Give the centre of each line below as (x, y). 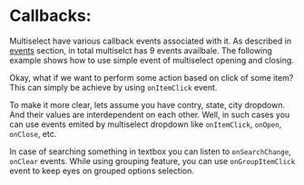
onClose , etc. (33, 133)
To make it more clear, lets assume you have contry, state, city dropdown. (147, 104)
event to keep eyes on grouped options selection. (102, 170)
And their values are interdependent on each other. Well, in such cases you (150, 114)
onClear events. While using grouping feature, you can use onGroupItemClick (152, 161)
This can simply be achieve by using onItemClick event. (113, 87)
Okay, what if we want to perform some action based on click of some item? (152, 77)
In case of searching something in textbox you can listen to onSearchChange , (151, 151)
